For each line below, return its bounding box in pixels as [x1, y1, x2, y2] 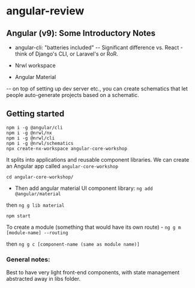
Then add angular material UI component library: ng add [14, 184, 153, 192]
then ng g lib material [6, 201, 65, 208]
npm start [6, 213, 31, 219]
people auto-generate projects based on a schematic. [6, 92, 139, 98]
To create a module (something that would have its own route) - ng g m [6, 223, 181, 231]
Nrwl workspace [14, 62, 56, 69]
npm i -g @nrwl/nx [6, 130, 52, 136]
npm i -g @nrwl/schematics [6, 140, 74, 146]
